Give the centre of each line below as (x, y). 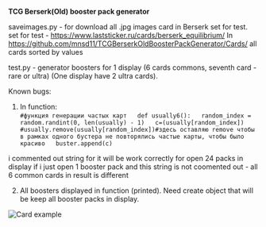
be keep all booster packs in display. (79, 199)
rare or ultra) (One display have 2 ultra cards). (83, 76)
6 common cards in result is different (68, 175)
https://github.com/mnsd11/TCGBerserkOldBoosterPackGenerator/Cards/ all (133, 44)
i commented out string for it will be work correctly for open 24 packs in (126, 158)
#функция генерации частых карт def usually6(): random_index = (135, 116)
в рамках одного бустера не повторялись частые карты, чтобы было (132, 137)
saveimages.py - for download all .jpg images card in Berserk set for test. (128, 27)
